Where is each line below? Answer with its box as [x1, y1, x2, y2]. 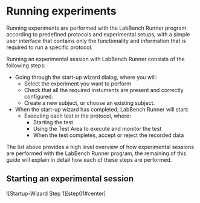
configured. [24, 93, 53, 100]
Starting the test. [33, 118, 75, 125]
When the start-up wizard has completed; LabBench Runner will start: [15, 105, 189, 113]
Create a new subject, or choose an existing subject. [24, 99, 155, 107]
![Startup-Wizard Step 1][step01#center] [6, 190, 106, 197]
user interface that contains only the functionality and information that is [6, 37, 186, 44]
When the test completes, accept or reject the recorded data [33, 131, 184, 139]
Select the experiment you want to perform [24, 80, 132, 87]
